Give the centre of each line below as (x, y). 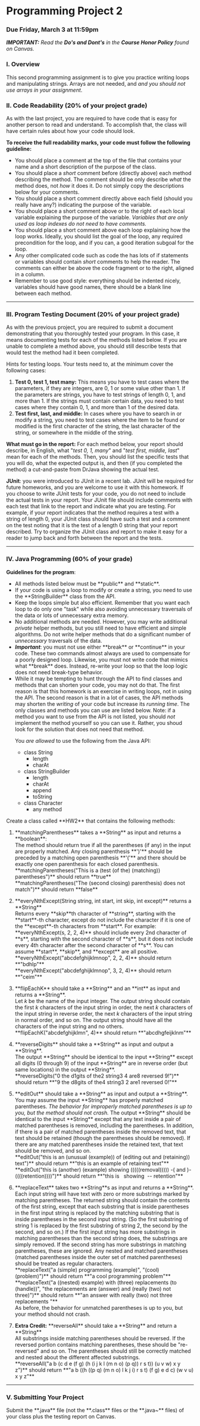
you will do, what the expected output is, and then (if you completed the (94, 463)
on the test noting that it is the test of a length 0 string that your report (92, 525)
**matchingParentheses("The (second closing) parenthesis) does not (100, 883)
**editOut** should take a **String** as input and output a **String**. (101, 1094)
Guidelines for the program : (41, 572)
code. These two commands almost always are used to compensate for (102, 653)
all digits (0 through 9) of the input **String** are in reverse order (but (101, 1063)
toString (42, 796)
